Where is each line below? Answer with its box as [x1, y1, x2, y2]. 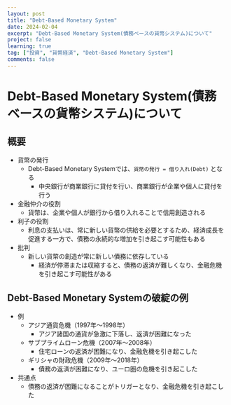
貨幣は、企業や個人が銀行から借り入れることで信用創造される [27, 208, 206, 217]
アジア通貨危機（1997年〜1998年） [27, 320, 129, 329]
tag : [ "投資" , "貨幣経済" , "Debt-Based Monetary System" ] [7, 50, 174, 57]
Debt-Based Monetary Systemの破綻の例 [7, 292, 189, 304]
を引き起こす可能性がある [38, 269, 113, 277]
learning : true [7, 43, 52, 50]
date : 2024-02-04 [7, 23, 58, 30]
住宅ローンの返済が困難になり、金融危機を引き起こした [38, 347, 198, 355]
